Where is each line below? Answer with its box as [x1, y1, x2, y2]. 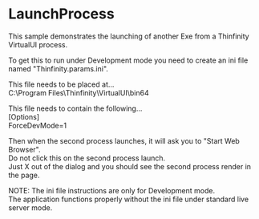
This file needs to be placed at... [8, 79, 115, 89]
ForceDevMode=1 [8, 120, 67, 130]
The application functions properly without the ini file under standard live [8, 194, 249, 204]
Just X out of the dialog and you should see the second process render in [8, 161, 251, 171]
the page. [8, 170, 40, 180]
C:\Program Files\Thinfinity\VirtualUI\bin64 [8, 87, 150, 97]
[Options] [8, 112, 40, 121]
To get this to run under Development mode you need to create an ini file [8, 55, 249, 65]
